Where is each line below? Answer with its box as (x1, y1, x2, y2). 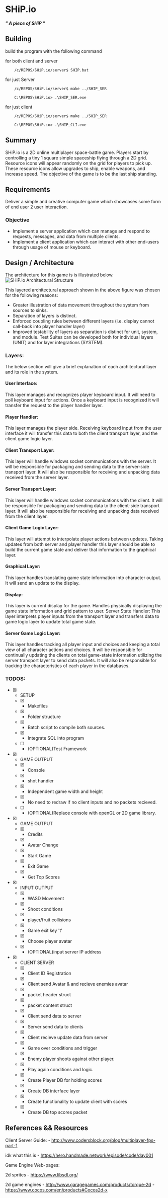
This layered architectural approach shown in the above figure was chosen (5, 287, 160, 293)
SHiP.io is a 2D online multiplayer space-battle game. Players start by (5, 149, 149, 155)
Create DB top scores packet (27, 1109, 88, 1115)
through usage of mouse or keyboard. (12, 244, 92, 250)
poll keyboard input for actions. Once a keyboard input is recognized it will (5, 396, 159, 403)
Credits (27, 831, 43, 837)
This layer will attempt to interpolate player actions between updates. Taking (5, 536, 163, 542)
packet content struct (27, 1002, 72, 1008)
